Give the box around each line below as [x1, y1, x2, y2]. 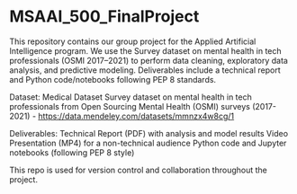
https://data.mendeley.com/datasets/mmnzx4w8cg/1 [38, 110, 235, 121]
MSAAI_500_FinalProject [9, 6, 200, 27]
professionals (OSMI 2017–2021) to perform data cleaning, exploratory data [9, 55, 288, 66]
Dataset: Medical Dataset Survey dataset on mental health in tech [9, 92, 252, 102]
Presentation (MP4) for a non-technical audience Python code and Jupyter [9, 137, 287, 148]
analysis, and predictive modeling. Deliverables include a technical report [9, 65, 281, 75]
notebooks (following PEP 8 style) [9, 146, 135, 158]
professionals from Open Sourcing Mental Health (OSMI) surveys [9, 101, 250, 111]
